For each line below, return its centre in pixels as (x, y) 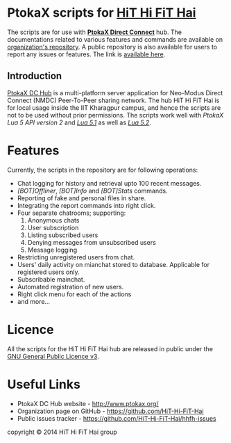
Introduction (35, 76)
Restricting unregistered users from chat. (76, 257)
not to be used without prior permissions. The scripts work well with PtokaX (115, 115)
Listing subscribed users (63, 235)
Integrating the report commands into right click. (86, 205)
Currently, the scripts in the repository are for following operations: (103, 170)
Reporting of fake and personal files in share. (82, 198)
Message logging (52, 250)
